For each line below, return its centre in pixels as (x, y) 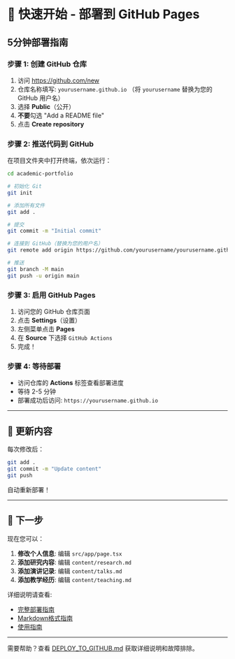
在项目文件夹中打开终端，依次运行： (59, 161)
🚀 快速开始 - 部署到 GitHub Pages (104, 14)
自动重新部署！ (29, 489)
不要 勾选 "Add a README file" (61, 115)
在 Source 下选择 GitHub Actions (65, 338)
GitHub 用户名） (41, 98)
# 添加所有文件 (26, 205)
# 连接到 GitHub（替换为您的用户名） (55, 244)
